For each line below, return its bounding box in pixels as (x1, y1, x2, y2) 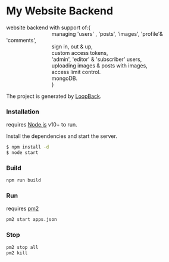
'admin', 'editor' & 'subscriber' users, (51, 56, 142, 63)
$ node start (6, 150, 39, 156)
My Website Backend (6, 4, 114, 18)
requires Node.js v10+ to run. (6, 121, 77, 128)
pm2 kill (6, 249, 28, 256)
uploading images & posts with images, (51, 61, 148, 69)
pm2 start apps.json (6, 217, 58, 223)
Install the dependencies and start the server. (6, 132, 117, 140)
